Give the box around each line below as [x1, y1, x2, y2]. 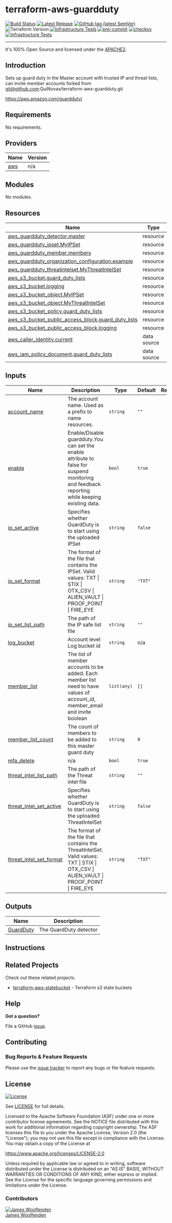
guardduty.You [67, 435, 103, 442]
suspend [67, 468, 89, 475]
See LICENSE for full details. [5, 1103, 65, 1110]
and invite [67, 708, 91, 715]
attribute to [67, 455, 94, 462]
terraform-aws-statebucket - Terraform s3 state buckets [12, 984, 132, 991]
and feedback [67, 480, 101, 488]
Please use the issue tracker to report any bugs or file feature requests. [5, 1065, 156, 1071]
